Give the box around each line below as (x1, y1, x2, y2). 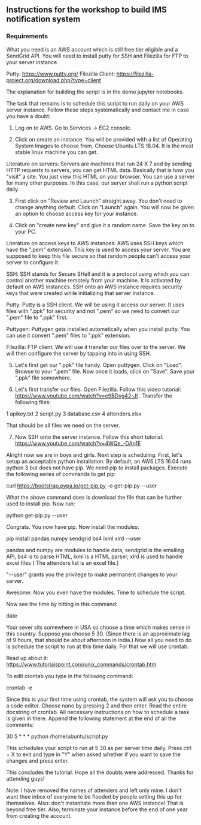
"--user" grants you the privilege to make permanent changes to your (6, 571, 178, 578)
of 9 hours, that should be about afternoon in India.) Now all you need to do (6, 636, 192, 643)
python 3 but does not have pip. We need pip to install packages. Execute (6, 464, 188, 471)
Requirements (6, 32, 48, 41)
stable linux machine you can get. (14, 148, 98, 155)
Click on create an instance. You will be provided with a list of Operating (14, 136, 193, 143)
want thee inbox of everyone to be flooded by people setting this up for (6, 793, 182, 800)
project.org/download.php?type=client (6, 76, 102, 83)
